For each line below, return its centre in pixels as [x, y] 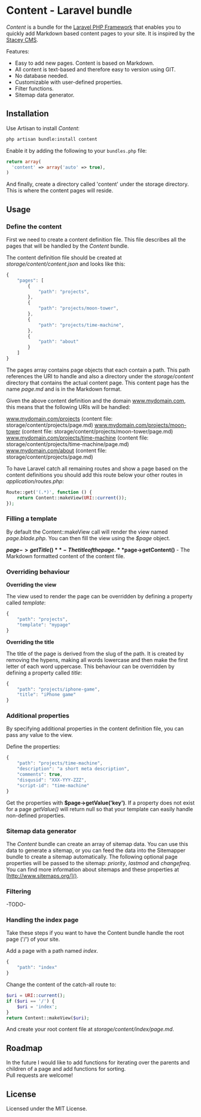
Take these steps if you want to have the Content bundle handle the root [95, 933]
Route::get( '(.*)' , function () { [49, 492]
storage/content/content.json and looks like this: [66, 264]
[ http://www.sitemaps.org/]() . [42, 875]
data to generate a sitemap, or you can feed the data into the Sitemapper [96, 850]
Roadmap [25, 1048]
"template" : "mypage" [44, 625]
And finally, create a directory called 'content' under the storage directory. [98, 184]
